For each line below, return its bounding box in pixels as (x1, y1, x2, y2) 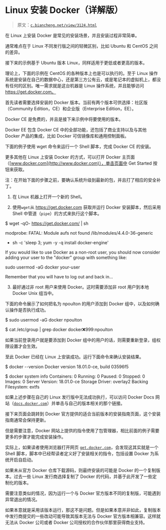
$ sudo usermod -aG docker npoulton (5, 317, 83, 323)
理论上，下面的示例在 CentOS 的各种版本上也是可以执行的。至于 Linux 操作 (5, 70, 158, 76)
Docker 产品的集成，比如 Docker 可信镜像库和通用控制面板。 (5, 132, 129, 139)
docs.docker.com (14, 401, 47, 406)
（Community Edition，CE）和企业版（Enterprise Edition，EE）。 (5, 105, 136, 112)
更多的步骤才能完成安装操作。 (5, 434, 66, 440)
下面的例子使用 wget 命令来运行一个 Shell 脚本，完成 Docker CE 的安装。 (5, 143, 154, 149)
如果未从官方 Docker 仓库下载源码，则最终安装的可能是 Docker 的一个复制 (5, 467, 157, 473)
